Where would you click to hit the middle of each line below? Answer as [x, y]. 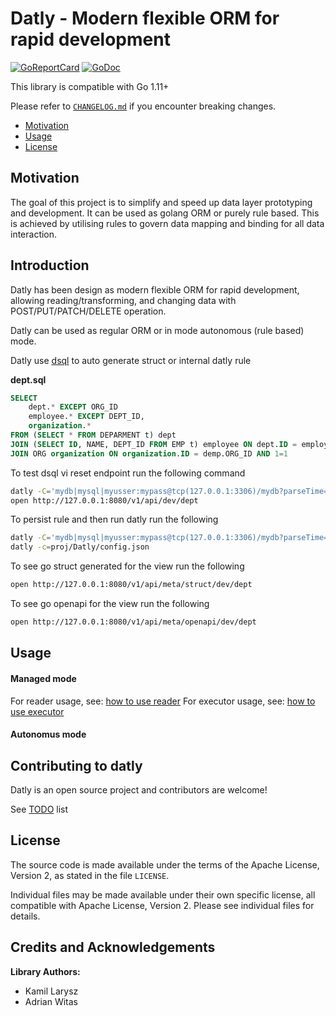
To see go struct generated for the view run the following [127, 566]
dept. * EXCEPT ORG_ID [73, 407]
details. [25, 916]
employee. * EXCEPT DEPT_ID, [86, 417]
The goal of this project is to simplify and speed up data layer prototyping [161, 202]
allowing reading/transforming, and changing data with [123, 300]
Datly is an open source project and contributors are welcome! [139, 789]
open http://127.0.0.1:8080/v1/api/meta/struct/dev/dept [131, 585]
